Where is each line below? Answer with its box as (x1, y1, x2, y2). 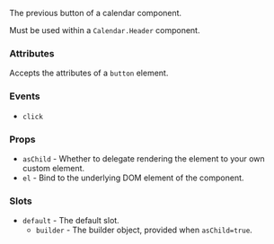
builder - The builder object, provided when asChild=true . (35, 224, 253, 236)
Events (9, 90, 40, 102)
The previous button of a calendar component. (9, 8, 182, 18)
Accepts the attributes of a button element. (9, 67, 169, 79)
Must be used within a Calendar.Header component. (9, 25, 200, 35)
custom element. (22, 162, 85, 173)
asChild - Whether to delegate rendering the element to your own (22, 152, 265, 164)
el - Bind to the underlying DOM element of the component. (22, 172, 244, 183)
